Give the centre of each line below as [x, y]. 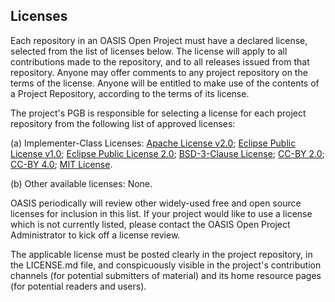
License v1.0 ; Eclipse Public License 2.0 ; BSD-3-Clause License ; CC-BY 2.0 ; [167, 153]
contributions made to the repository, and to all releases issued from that [160, 61]
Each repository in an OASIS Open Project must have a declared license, [159, 40]
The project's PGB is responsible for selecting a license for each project [158, 113]
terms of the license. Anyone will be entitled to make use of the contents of [165, 83]
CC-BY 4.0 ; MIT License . [61, 164]
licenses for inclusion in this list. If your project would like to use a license [161, 213]
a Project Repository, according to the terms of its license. [130, 93]
